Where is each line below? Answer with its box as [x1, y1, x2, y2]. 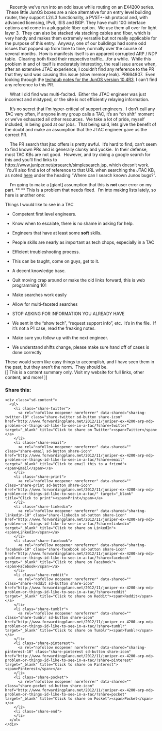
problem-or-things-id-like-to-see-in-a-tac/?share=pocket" [5, 692, 127, 697]
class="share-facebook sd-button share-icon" [33, 547, 127, 552]
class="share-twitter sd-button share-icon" [31, 415, 123, 420]
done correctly [12, 350, 42, 355]
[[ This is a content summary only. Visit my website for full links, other [5, 369, 145, 375]
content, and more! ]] [5, 375, 48, 380]
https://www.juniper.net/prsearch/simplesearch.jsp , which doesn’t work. [5, 162, 149, 168]
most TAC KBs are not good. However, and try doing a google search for [5, 152, 151, 158]
